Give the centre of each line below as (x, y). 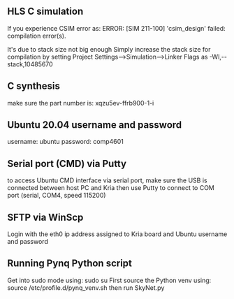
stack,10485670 (30, 64)
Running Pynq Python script (70, 264)
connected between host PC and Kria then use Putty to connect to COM (111, 188)
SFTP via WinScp (45, 217)
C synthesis (34, 86)
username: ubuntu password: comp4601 (66, 142)
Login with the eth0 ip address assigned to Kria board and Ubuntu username (117, 234)
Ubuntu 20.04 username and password (95, 125)
